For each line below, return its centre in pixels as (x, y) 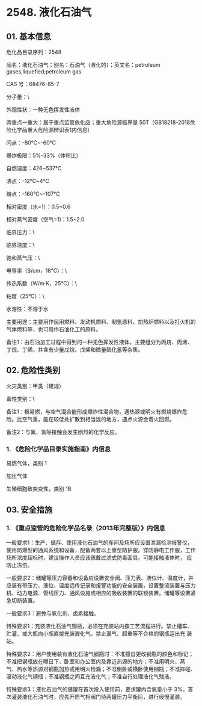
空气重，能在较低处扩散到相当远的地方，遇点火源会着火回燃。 (98, 419)
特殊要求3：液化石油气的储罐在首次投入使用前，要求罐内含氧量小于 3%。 (97, 689)
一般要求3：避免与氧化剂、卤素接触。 (53, 613)
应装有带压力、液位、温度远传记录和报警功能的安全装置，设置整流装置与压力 (101, 585)
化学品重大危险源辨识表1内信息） (52, 130)
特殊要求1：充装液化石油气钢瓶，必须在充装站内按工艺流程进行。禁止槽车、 (99, 626)
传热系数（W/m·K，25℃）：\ (41, 283)
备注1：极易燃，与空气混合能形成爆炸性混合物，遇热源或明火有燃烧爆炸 (94, 411)
